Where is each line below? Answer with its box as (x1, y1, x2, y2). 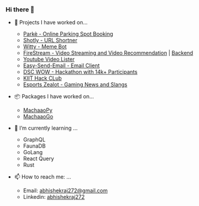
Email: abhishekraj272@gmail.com (23, 187, 108, 194)
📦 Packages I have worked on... (14, 93, 94, 100)
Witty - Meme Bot (23, 43, 67, 50)
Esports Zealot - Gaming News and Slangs (23, 81, 128, 88)
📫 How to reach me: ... (14, 173, 71, 180)
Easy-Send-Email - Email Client (23, 62, 100, 69)
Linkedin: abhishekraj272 (23, 193, 85, 201)
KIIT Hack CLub (23, 74, 62, 82)
